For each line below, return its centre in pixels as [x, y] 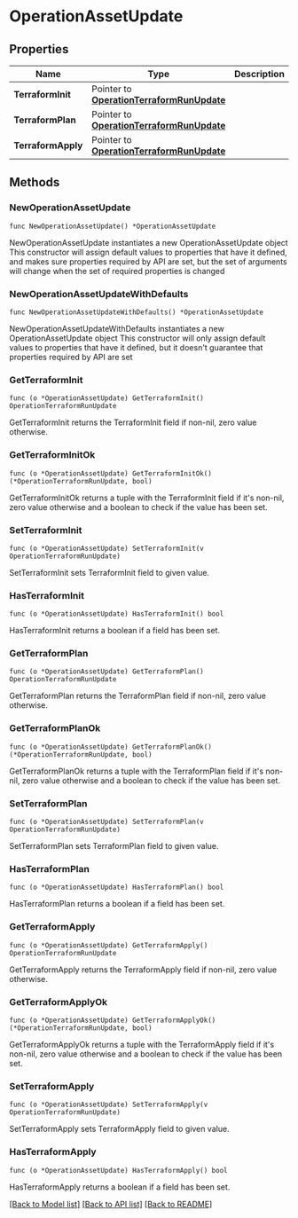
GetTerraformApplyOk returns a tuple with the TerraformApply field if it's [142, 1044]
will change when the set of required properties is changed [117, 271]
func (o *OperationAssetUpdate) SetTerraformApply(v [109, 1105]
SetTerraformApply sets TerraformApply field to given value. [119, 1129]
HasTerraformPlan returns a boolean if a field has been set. [117, 904]
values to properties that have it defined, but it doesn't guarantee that [136, 347]
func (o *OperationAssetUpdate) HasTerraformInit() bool [117, 614]
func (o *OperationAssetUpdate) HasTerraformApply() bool [118, 1170]
